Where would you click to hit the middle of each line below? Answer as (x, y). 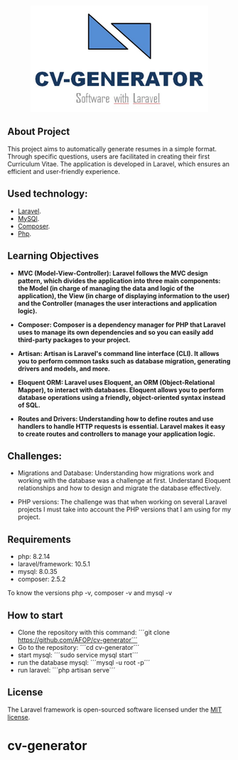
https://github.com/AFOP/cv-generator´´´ (77, 640)
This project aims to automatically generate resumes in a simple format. (112, 148)
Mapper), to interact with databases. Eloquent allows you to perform (120, 390)
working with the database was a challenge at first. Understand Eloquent (124, 481)
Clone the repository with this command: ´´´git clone (94, 632)
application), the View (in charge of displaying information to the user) (124, 295)
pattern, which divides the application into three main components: (119, 281)
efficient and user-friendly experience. (64, 171)
